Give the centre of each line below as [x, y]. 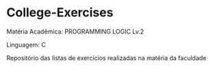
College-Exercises [60, 13]
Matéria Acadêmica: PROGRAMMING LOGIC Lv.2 [75, 31]
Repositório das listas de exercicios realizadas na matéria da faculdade [106, 58]
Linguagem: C [26, 44]
